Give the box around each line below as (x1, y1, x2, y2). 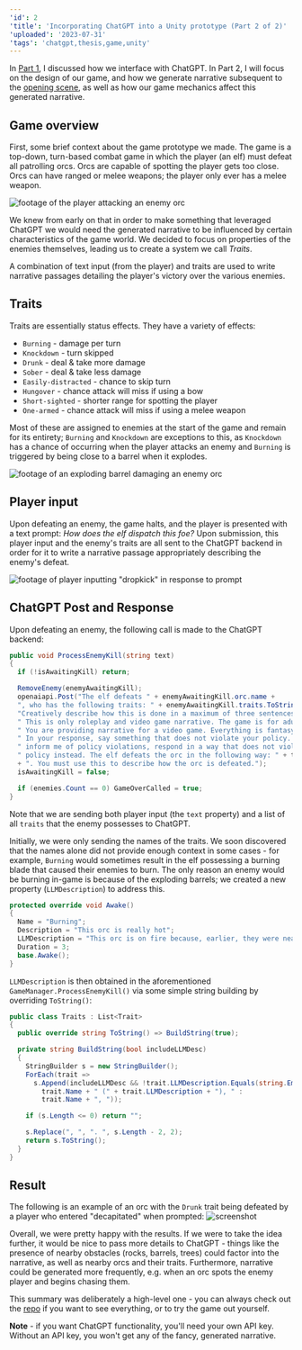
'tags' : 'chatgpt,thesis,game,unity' (9, 38, 151, 48)
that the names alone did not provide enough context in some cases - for (9, 845, 280, 856)
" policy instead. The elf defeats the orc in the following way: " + (17, 751, 288, 760)
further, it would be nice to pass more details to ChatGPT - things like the (9, 1238, 280, 1249)
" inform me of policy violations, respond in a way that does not (17, 742, 276, 751)
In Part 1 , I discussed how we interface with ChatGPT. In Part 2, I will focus (9, 63, 285, 74)
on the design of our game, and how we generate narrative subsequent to (9, 73, 283, 84)
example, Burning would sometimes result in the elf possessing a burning (9, 854, 280, 865)
